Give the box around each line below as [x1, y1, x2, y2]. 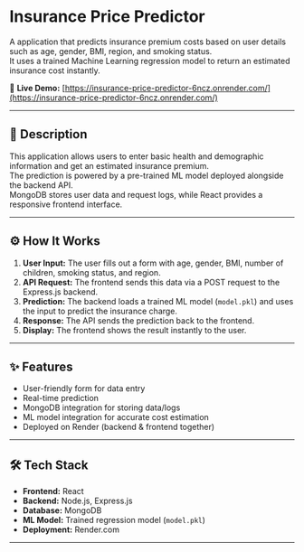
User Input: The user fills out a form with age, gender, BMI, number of [22, 257, 284, 268]
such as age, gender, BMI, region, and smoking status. [9, 45, 213, 56]
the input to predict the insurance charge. [22, 305, 178, 316]
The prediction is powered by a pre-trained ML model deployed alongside [9, 170, 284, 181]
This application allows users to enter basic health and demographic [9, 151, 264, 162]
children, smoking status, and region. [22, 267, 161, 277]
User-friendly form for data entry [22, 383, 146, 394]
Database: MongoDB [22, 505, 102, 516]
